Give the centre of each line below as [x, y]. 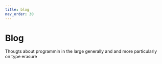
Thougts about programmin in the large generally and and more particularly [81, 51]
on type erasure [21, 57]
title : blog [17, 9]
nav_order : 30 [20, 14]
